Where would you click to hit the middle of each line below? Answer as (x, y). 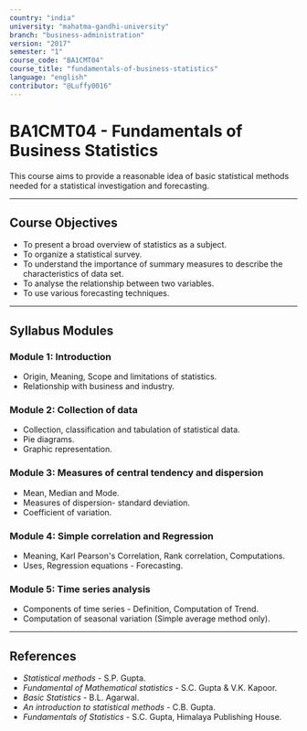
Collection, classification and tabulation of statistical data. (131, 429)
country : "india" (42, 18)
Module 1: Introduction (61, 356)
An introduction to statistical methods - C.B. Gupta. (119, 707)
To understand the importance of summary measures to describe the (153, 264)
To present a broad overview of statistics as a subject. (124, 245)
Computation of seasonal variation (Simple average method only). (147, 619)
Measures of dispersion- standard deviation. (106, 503)
